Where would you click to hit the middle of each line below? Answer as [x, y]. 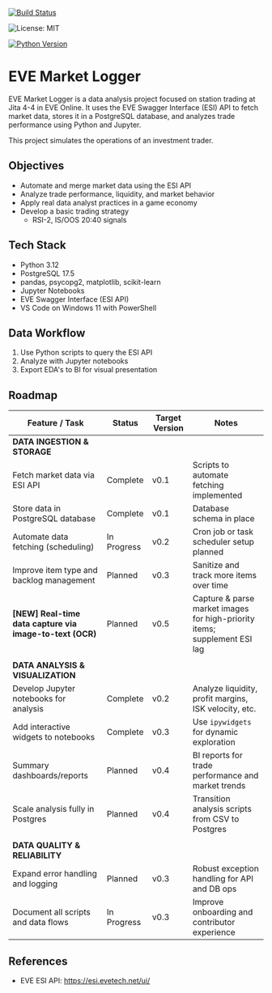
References [38, 961]
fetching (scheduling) [53, 547]
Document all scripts [52, 912]
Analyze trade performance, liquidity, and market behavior [117, 193]
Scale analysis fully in [53, 809]
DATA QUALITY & [47, 846]
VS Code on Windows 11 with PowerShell [88, 308]
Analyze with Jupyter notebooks [74, 361]
